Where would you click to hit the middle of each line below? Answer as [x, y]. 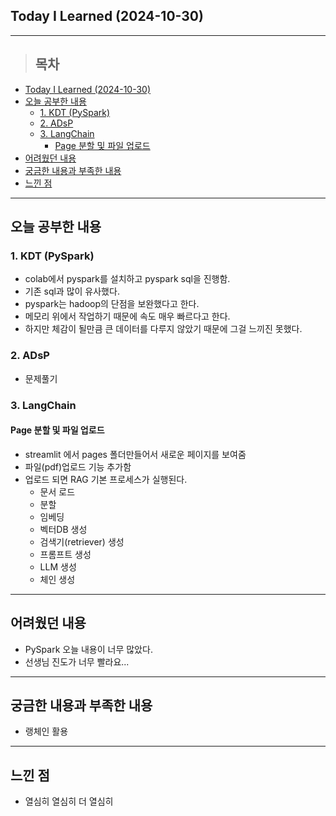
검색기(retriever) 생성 [82, 541]
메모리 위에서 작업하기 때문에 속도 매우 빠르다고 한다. [127, 316]
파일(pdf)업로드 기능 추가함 [78, 466]
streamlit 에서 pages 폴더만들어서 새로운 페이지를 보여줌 [135, 454]
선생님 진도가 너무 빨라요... [77, 661]
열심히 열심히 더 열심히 [69, 801]
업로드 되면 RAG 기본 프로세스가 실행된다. [106, 479]
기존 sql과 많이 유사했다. [72, 291]
